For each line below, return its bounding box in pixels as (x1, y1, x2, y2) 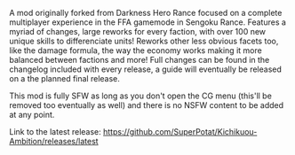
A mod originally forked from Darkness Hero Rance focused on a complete (9, 8, 283, 18)
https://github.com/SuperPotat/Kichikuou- (102, 127, 258, 136)
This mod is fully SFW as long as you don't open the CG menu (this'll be (9, 90, 273, 101)
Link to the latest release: (9, 127, 102, 136)
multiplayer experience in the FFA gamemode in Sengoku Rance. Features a (9, 17, 287, 27)
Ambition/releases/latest (9, 136, 100, 146)
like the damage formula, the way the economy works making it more (9, 45, 262, 56)
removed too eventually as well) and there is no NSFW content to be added (9, 100, 284, 110)
